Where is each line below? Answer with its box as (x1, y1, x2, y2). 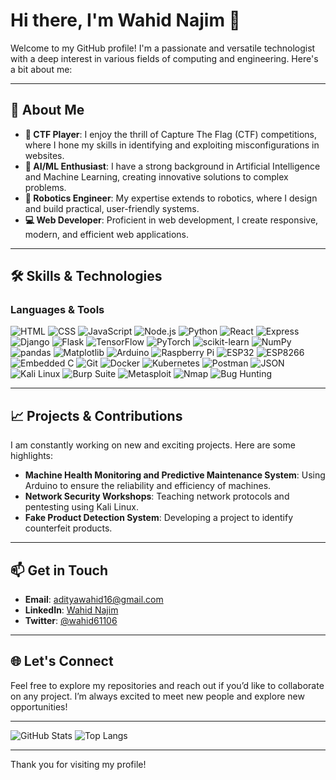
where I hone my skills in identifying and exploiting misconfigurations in (24, 139, 320, 151)
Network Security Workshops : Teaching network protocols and (24, 490, 290, 503)
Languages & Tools (10, 303, 105, 317)
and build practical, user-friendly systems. (24, 202, 200, 214)
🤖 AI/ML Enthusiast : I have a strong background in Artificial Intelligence (24, 160, 321, 172)
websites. (24, 149, 65, 161)
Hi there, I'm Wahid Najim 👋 (10, 9, 241, 32)
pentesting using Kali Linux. (24, 501, 139, 513)
